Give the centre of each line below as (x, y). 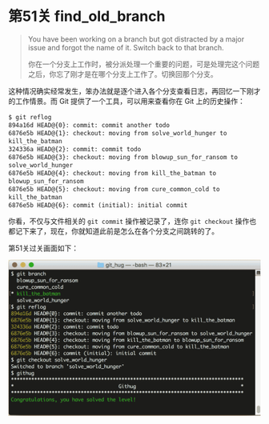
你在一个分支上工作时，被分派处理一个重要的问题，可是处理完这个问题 (144, 64)
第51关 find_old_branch (87, 16)
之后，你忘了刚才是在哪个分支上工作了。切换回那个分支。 (122, 74)
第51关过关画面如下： (43, 248)
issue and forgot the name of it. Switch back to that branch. (126, 47)
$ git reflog (30, 117)
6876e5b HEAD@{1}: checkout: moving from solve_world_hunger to (118, 133)
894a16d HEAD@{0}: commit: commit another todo (89, 125)
